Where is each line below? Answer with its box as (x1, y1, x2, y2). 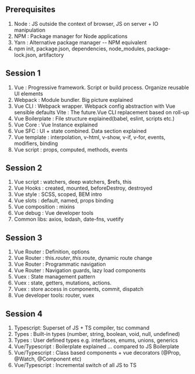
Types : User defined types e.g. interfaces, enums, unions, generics (13, 337, 178, 344)
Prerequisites (5, 5, 56, 15)
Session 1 (5, 68, 41, 78)
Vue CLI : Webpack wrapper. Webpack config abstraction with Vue (13, 102, 176, 109)
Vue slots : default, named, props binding (13, 197, 114, 204)
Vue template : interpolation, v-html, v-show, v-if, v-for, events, (13, 133, 166, 140)
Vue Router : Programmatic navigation (13, 260, 106, 268)
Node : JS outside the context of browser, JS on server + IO (13, 20, 159, 27)
